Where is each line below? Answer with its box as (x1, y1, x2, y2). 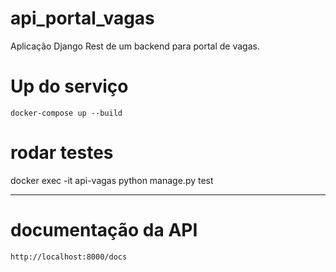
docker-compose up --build (10, 108, 123, 118)
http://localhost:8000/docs (10, 252, 128, 262)
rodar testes (10, 142, 114, 164)
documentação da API (10, 219, 198, 241)
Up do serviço (10, 75, 129, 98)
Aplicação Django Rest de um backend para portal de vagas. (10, 40, 260, 52)
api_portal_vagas (10, 7, 155, 30)
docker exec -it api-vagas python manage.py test (10, 174, 214, 186)
